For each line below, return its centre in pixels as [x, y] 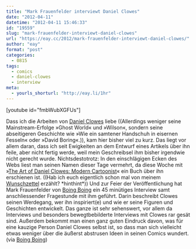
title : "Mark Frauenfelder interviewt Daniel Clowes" [73, 11]
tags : [13, 66]
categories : [20, 55]
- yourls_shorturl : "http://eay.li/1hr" [61, 93]
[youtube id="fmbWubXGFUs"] [43, 110]
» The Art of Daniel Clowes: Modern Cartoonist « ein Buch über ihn [85, 171]
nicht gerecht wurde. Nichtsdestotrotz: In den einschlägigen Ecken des [92, 158]
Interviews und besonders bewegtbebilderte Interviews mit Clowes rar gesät [98, 214]
